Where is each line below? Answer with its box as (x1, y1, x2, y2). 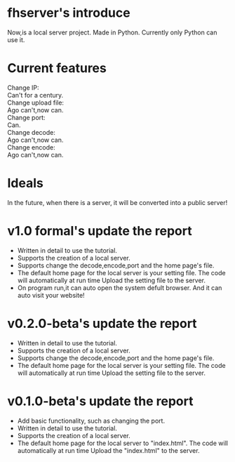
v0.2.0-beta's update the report (7, 315, 198, 331)
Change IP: (7, 83, 40, 92)
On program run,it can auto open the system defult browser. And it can (17, 283, 222, 292)
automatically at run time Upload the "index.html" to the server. (17, 446, 200, 454)
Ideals (7, 176, 43, 191)
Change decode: (7, 128, 56, 136)
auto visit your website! (17, 291, 86, 299)
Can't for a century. (7, 91, 64, 99)
